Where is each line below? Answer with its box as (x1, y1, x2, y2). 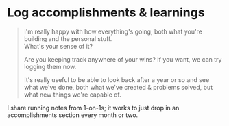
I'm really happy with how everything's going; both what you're (23, 27, 202, 36)
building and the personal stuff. (23, 34, 112, 42)
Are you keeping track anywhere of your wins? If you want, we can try (23, 55, 222, 63)
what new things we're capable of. (23, 90, 121, 99)
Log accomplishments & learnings (7, 5, 205, 21)
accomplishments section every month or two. (7, 111, 138, 119)
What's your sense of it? (23, 42, 93, 50)
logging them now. (23, 62, 77, 71)
